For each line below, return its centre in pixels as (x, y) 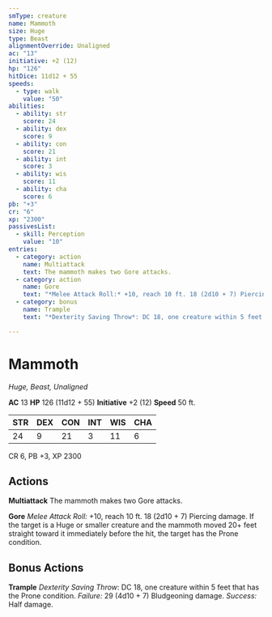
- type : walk (38, 91)
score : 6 (38, 196)
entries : (23, 249)
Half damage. (31, 605)
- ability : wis (41, 174)
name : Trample (47, 309)
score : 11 (40, 182)
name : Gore (41, 287)
